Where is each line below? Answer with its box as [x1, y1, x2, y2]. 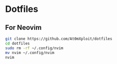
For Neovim [5, 23, 42, 32]
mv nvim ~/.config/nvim [5, 50, 55, 55]
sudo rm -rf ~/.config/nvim [5, 46, 64, 51]
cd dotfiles [5, 41, 30, 46]
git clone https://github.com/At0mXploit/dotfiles [5, 36, 113, 41]
